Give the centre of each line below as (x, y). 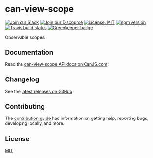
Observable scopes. (25, 37)
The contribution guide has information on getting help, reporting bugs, (77, 118)
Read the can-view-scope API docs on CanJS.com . (57, 64)
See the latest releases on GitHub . (39, 91)
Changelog (22, 80)
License (17, 139)
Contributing (25, 107)
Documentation (29, 52)
